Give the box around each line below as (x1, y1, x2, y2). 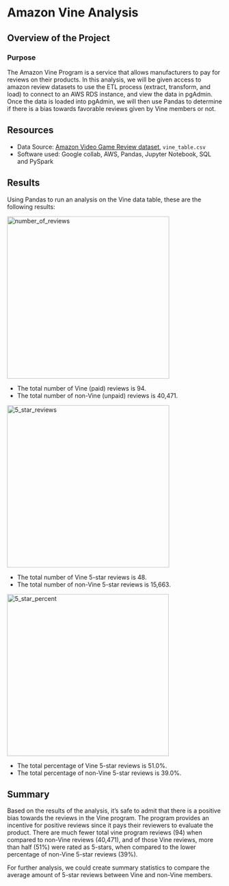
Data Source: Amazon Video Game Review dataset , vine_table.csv (16, 143, 206, 151)
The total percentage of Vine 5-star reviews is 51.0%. (16, 761, 167, 770)
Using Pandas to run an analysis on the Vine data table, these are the (7, 195, 202, 204)
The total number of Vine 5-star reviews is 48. (16, 573, 147, 581)
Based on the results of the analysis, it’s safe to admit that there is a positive (7, 807, 221, 815)
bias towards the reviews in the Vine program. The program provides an (7, 814, 210, 822)
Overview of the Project (7, 32, 111, 44)
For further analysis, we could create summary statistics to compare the (7, 863, 210, 872)
